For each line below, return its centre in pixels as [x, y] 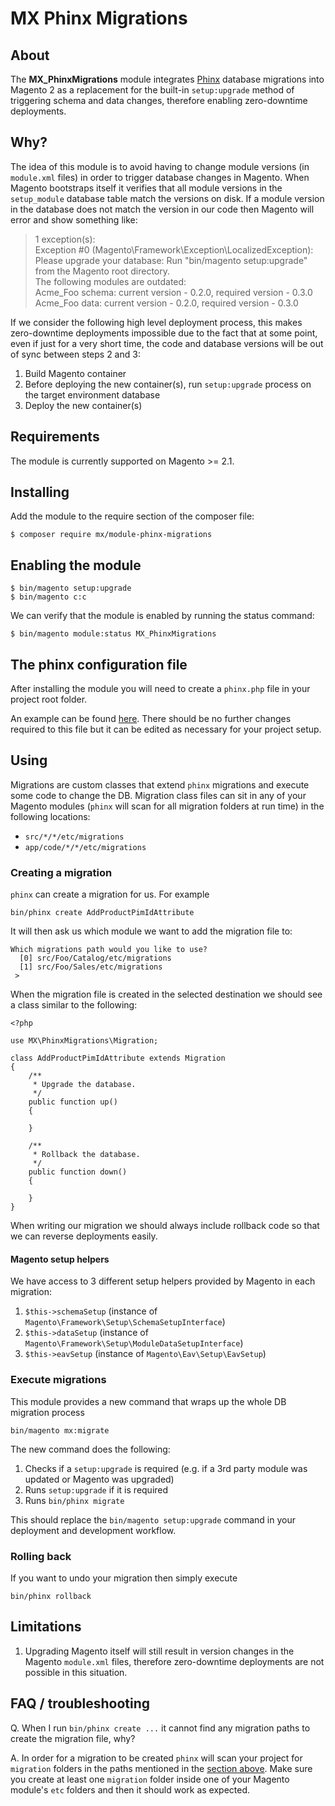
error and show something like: [74, 219]
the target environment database [92, 394]
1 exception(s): [65, 239]
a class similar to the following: [74, 1005]
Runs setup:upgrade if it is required [96, 1489]
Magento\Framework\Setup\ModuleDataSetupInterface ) [134, 1343]
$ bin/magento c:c [48, 597]
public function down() [78, 1172]
